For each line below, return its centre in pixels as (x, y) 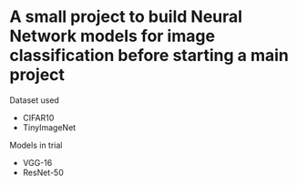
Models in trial (36, 145)
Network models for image (113, 36)
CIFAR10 (38, 118)
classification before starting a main (149, 56)
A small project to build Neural (126, 17)
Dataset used (34, 100)
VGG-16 (37, 162)
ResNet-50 (43, 172)
